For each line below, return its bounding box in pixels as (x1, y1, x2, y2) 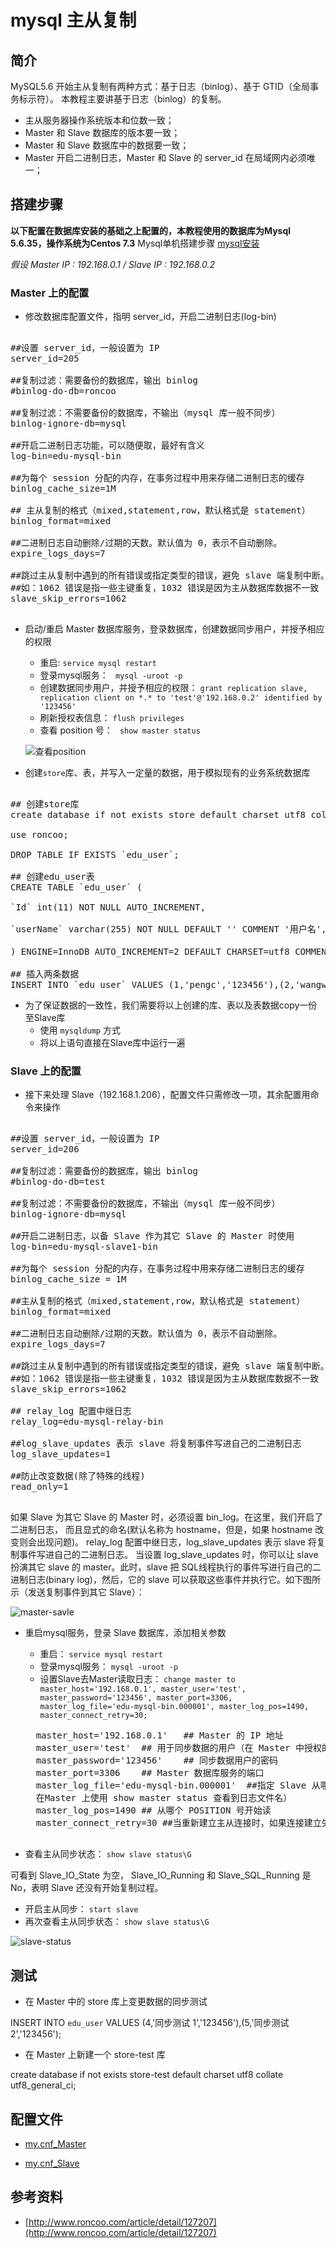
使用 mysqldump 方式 (39, 1024, 121, 1036)
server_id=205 (10, 353, 80, 365)
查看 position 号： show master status (39, 724, 201, 736)
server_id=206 (10, 1144, 80, 1155)
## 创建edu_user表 (10, 871, 95, 883)
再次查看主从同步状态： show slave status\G (24, 1916, 210, 1928)
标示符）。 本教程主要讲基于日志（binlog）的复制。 (18, 93, 227, 105)
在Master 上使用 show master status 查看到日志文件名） (35, 1792, 293, 1804)
